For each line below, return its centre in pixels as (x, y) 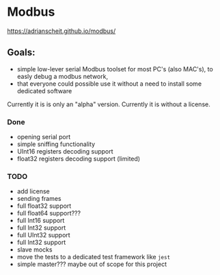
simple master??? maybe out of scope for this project (92, 264)
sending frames (39, 199)
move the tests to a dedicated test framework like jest (94, 257)
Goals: (21, 52)
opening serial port (43, 137)
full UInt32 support (43, 235)
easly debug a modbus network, (62, 76)
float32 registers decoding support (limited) (79, 159)
